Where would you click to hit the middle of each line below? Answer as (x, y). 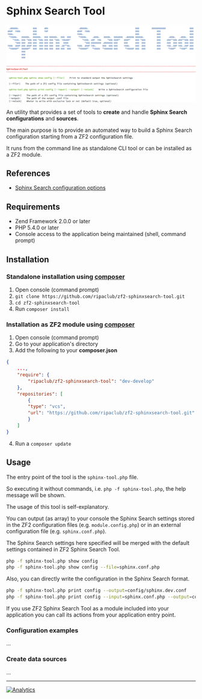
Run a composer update (43, 443)
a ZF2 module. (24, 154)
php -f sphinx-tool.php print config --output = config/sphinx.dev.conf (96, 591)
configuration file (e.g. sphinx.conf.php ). (57, 531)
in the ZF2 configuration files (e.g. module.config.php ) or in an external (94, 524)
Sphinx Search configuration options (60, 188)
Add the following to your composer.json (66, 350)
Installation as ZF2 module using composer (71, 325)
